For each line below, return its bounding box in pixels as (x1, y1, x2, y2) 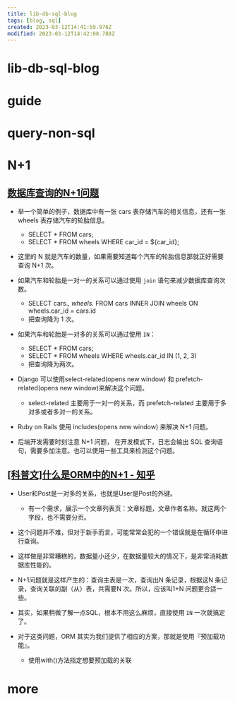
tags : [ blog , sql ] (7, 17, 61, 24)
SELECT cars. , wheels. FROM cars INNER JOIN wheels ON (28, 299, 199, 307)
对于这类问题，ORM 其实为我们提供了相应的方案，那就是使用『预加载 (17, 632, 220, 640)
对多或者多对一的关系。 (28, 407, 97, 416)
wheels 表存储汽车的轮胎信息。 (17, 216, 109, 224)
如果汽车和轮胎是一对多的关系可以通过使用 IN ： (17, 330, 157, 338)
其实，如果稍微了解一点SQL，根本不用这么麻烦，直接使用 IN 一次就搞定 (17, 608, 226, 616)
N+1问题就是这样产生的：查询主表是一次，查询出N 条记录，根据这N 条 (17, 575, 222, 584)
